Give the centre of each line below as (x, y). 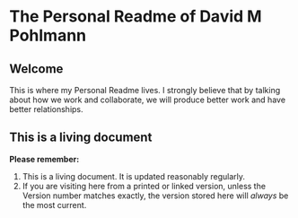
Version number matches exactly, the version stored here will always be (155, 196)
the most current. (54, 205)
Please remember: (44, 159)
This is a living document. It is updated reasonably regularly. (133, 176)
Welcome (36, 69)
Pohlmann (48, 35)
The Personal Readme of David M (136, 17)
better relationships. (46, 109)
